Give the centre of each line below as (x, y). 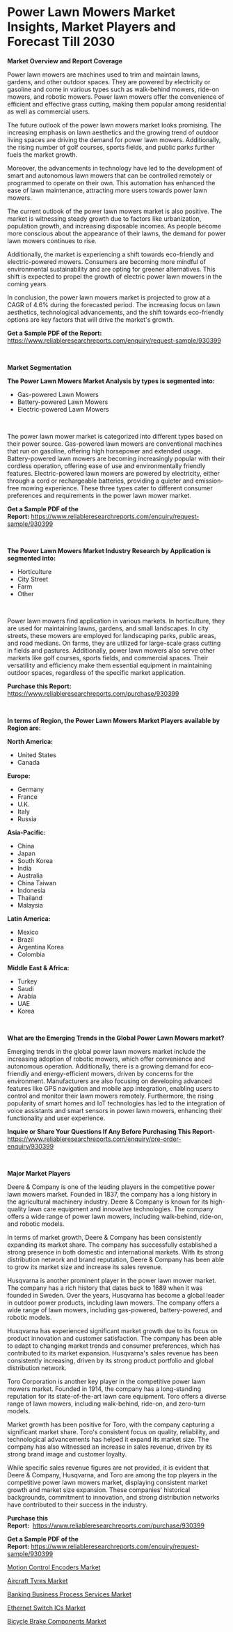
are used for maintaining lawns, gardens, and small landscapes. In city (108, 628)
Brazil (25, 939)
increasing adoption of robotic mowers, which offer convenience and (106, 1059)
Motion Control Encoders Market (54, 1567)
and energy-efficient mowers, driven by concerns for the (112, 1073)
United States (37, 755)
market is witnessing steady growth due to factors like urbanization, (104, 218)
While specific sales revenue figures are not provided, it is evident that (108, 1468)
